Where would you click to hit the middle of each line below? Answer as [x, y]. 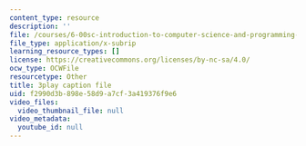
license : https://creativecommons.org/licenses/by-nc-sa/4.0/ [130, 60]
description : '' [40, 26]
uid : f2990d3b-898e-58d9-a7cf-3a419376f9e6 [93, 93]
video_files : [34, 102]
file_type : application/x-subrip [73, 43]
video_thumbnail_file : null [71, 111]
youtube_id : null [51, 128]
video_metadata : [40, 119]
